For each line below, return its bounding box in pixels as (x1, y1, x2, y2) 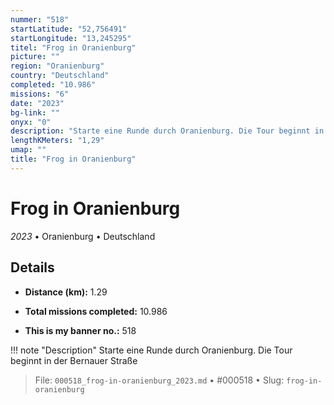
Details (10, 259, 55, 276)
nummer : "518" (10, 14, 70, 25)
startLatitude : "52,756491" (10, 24, 128, 34)
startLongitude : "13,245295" (10, 33, 132, 43)
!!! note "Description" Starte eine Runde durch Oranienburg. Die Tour (10, 344, 293, 356)
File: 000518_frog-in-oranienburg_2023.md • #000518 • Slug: (34, 374, 285, 386)
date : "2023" (10, 98, 65, 108)
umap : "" (10, 145, 47, 155)
